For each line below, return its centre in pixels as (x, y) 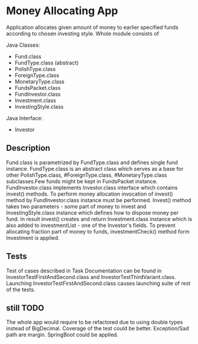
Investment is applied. (33, 238)
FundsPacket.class (38, 87)
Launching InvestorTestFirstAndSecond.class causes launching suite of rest (98, 283)
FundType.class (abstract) (46, 63)
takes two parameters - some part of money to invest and (76, 206)
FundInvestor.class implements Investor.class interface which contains (92, 187)
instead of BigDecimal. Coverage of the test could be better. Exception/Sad (98, 329)
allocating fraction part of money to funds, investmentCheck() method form (98, 231)
